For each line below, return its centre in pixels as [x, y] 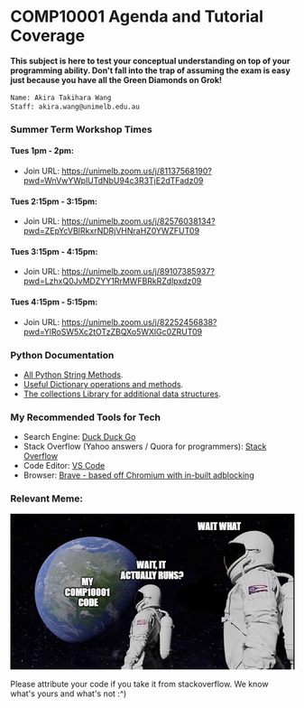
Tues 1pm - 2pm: [42, 151]
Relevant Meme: [47, 498]
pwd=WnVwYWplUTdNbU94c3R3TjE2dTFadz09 [113, 181]
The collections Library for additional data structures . [122, 394]
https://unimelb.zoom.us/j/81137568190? [137, 171]
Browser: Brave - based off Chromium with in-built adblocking [139, 475]
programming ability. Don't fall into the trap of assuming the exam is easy [151, 70]
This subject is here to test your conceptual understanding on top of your [150, 61]
